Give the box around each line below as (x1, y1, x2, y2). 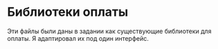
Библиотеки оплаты (7, 4, 129, 20)
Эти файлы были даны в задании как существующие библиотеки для (7, 27, 212, 35)
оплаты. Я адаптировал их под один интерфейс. (7, 34, 149, 42)
